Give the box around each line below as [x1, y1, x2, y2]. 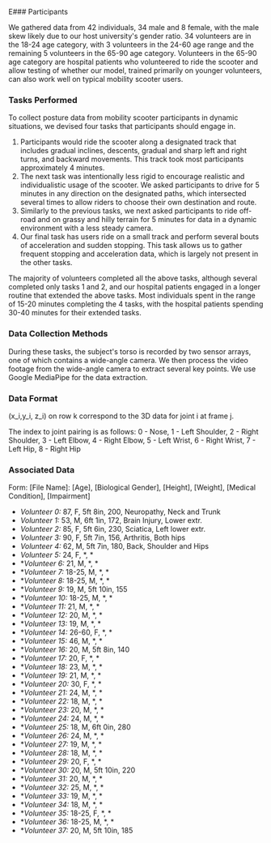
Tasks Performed [8, 94, 78, 105]
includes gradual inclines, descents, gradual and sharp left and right [19, 146, 248, 156]
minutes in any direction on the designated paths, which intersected [19, 189, 247, 199]
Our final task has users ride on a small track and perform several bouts [19, 232, 260, 242]
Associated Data [8, 464, 75, 475]
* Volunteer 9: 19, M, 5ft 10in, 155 [19, 584, 128, 594]
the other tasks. [19, 258, 73, 267]
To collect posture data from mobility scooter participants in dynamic [8, 113, 239, 122]
